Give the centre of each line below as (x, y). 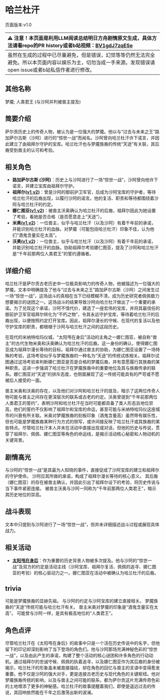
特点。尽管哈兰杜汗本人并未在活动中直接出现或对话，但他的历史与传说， (82, 428)
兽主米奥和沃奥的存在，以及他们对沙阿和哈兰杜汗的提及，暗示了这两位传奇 (80, 391)
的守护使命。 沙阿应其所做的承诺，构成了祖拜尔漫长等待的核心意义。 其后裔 (82, 476)
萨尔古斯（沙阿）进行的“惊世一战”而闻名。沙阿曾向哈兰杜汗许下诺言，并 (82, 138)
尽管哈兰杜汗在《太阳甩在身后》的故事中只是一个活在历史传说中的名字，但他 (82, 643)
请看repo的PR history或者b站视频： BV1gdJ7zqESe (73, 45)
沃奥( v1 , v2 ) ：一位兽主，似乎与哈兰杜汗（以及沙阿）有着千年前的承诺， (84, 242)
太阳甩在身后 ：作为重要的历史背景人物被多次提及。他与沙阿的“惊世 (80, 560)
